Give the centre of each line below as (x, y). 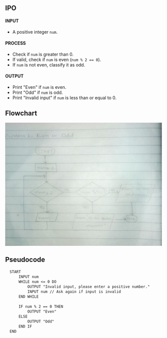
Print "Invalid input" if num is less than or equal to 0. (64, 98)
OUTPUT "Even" (42, 311)
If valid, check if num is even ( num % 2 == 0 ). (57, 60)
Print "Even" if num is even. (39, 87)
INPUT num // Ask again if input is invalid (74, 292)
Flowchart (21, 113)
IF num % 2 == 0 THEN (41, 306)
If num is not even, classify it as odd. (49, 65)
